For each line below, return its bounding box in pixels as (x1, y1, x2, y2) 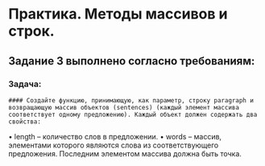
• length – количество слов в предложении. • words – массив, (8, 131, 222, 141)
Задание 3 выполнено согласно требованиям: (8, 54, 255, 68)
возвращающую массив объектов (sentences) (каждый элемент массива (8, 103, 240, 111)
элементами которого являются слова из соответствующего (8, 140, 219, 150)
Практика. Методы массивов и (8, 5, 228, 23)
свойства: (8, 118, 42, 126)
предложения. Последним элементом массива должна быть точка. (8, 148, 242, 158)
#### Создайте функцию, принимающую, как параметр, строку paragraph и (8, 96, 254, 105)
